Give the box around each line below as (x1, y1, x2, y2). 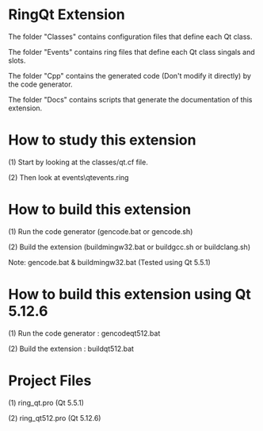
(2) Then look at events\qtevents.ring (8, 172, 129, 182)
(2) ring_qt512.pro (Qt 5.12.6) (8, 413, 101, 422)
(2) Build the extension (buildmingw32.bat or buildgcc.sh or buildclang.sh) (8, 242, 251, 252)
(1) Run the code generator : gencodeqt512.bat (8, 328, 161, 338)
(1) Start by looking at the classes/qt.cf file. (8, 157, 148, 167)
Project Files (8, 371, 92, 390)
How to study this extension (8, 131, 196, 149)
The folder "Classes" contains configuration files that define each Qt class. (8, 32, 253, 41)
